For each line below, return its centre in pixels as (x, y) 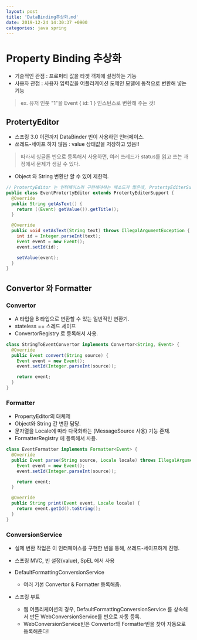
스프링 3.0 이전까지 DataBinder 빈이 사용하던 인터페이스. (79, 137)
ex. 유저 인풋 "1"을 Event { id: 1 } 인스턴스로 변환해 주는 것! (88, 103)
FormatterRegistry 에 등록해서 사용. (56, 438)
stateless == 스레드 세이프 (45, 326)
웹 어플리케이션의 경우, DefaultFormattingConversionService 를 (98, 610)
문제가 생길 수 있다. (58, 164)
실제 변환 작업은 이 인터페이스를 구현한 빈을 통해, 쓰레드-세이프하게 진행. (97, 548)
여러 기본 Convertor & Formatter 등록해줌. (72, 584)
